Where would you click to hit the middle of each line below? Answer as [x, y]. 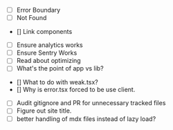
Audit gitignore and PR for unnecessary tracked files [91, 103]
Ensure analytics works [50, 45]
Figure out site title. [44, 111]
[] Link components [44, 32]
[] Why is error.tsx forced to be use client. [76, 90]
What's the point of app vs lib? [60, 68]
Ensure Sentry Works [47, 53]
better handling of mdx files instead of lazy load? [86, 119]
